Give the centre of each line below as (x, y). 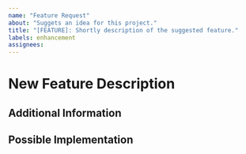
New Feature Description (92, 84)
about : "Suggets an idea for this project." (83, 23)
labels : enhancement (42, 38)
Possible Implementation (71, 140)
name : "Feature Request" (49, 15)
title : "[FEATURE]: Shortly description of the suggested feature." (123, 30)
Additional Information (65, 113)
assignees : (26, 45)
